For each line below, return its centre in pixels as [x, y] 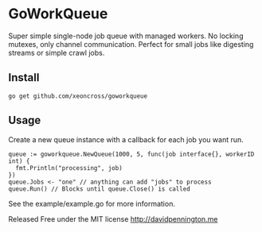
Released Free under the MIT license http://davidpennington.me [113, 218]
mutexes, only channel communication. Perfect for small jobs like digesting [131, 44]
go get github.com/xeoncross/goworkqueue [78, 96]
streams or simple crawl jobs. [57, 52]
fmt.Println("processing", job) [69, 168]
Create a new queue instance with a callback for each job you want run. [126, 139]
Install [24, 77]
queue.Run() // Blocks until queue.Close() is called [100, 189]
